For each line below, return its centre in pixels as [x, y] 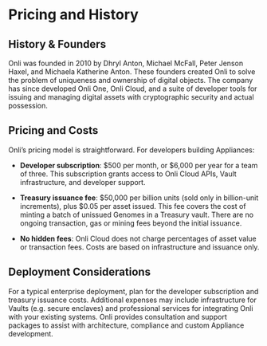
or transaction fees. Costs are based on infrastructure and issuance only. [139, 247]
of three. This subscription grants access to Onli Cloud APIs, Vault [128, 174]
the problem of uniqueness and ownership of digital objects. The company [131, 80]
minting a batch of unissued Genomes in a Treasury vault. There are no [136, 214]
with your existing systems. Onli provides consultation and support [118, 317]
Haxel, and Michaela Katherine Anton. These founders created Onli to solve [132, 72]
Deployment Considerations [80, 272]
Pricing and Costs [53, 130]
